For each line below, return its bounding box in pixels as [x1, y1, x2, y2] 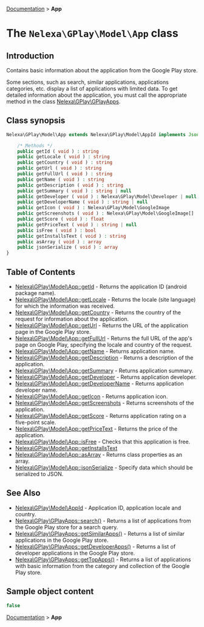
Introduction [6, 50, 55, 61]
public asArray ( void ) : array [17, 238, 102, 245]
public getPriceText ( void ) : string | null [17, 221, 137, 227]
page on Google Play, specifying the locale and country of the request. [15, 341, 192, 348]
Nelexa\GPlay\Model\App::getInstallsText [15, 445, 118, 452]
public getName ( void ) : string [17, 176, 104, 182]
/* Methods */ [17, 142, 53, 148]
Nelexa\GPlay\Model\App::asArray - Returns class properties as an [15, 451, 183, 458]
